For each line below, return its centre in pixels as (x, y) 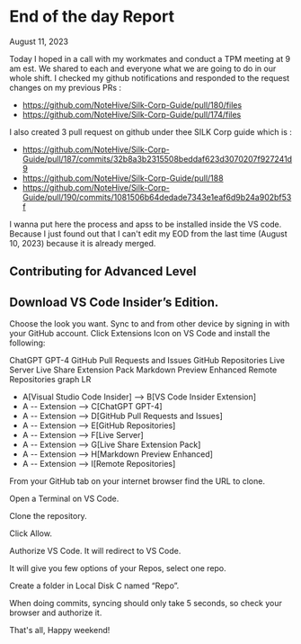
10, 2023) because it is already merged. (83, 243)
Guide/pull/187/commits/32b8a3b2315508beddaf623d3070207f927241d (157, 158)
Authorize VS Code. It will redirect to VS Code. (95, 551)
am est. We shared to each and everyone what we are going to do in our (143, 68)
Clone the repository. (48, 516)
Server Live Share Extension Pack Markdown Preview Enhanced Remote (143, 370)
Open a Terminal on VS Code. (64, 499)
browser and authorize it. (56, 613)
